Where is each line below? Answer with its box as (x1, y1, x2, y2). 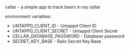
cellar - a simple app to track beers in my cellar (5, 4, 101, 10)
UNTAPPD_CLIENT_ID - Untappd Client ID (12, 23, 97, 29)
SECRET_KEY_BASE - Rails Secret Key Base (12, 38, 101, 44)
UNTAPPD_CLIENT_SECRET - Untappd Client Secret (12, 28, 118, 33)
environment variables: (5, 14, 52, 19)
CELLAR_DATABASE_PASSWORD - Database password (12, 33, 125, 39)
